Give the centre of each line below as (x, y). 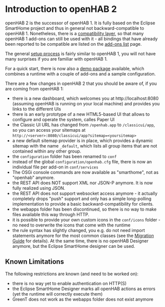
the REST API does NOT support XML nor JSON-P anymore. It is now (82, 183)
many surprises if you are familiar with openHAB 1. (56, 59)
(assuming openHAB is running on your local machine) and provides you (86, 103)
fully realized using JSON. (39, 188)
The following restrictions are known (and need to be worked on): (72, 274)
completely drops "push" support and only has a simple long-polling (82, 198)
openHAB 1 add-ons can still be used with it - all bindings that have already (82, 39)
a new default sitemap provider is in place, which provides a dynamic (82, 141)
